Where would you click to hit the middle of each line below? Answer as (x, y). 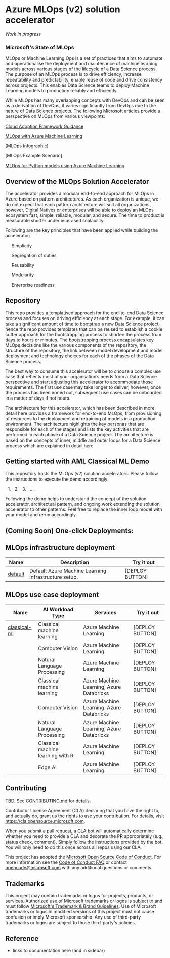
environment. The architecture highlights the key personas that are (75, 424)
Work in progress (23, 34)
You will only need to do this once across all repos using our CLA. (74, 847)
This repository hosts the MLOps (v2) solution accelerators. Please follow (82, 473)
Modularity (23, 275)
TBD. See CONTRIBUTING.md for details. (48, 801)
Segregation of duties (34, 255)
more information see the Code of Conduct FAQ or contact (66, 862)
